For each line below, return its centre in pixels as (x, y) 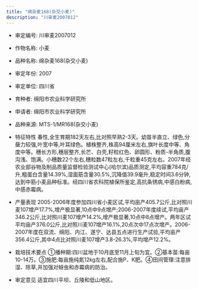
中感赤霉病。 (30, 189)
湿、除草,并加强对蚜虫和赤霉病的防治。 (63, 267)
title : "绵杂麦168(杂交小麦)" (41, 12)
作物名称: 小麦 (32, 48)
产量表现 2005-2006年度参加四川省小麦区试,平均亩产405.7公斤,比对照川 (103, 202)
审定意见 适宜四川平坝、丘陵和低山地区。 (65, 279)
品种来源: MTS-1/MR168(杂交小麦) (56, 124)
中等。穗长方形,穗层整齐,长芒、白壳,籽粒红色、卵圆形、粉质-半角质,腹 (105, 152)
